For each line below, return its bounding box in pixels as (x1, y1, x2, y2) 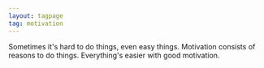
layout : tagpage (8, 11, 63, 20)
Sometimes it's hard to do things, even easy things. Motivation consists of (8, 41, 256, 51)
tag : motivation (8, 19, 63, 28)
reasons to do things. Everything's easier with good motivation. (8, 50, 220, 60)
